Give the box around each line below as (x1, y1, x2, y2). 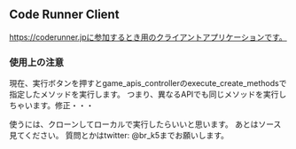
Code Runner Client (9, 7, 120, 22)
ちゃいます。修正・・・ (9, 100, 95, 111)
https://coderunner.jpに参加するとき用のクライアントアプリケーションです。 (9, 31, 288, 43)
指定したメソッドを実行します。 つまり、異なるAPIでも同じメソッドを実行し (9, 89, 287, 100)
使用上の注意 (9, 56, 65, 68)
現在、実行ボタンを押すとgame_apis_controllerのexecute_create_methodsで (9, 78, 287, 89)
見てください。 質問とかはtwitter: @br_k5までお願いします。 (9, 130, 229, 141)
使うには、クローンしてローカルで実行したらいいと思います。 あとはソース (9, 119, 282, 129)
